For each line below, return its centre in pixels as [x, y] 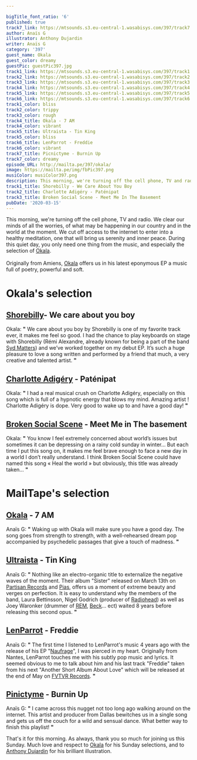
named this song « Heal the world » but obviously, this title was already [92, 463]
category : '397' [26, 50]
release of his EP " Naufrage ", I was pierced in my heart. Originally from [92, 651]
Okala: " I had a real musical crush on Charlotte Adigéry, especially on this [96, 393]
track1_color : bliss [31, 104]
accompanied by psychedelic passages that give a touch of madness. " [93, 542]
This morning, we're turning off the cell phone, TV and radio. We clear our [95, 220]
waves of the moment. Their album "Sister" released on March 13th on [91, 580]
